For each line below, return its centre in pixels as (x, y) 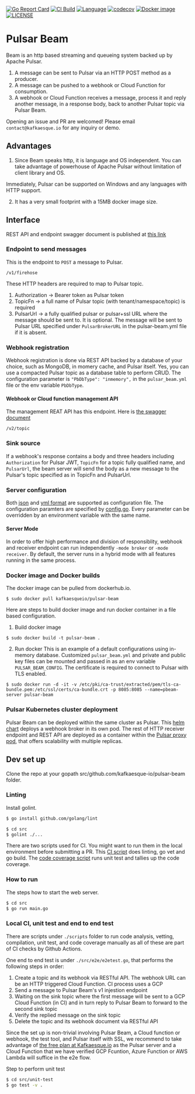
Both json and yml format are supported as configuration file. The (85, 502)
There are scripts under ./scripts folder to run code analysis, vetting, (90, 936)
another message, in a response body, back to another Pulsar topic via (100, 104)
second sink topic (36, 1008)
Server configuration (36, 490)
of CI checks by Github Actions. (44, 949)
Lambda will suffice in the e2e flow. (49, 1057)
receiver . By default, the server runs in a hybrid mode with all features (91, 554)
